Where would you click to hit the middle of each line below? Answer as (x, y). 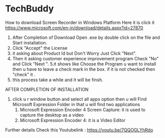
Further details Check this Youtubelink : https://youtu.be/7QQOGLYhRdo (79, 130)
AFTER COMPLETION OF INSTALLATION (47, 89)
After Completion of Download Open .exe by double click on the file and (86, 37)
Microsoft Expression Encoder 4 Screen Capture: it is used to (82, 110)
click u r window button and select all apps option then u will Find (80, 99)
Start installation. (30, 42)
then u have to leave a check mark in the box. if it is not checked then (84, 69)
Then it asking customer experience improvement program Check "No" (85, 58)
